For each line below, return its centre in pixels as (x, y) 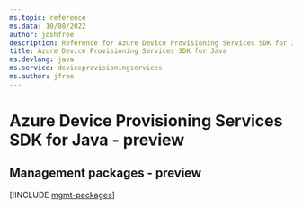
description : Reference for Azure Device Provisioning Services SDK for (148, 43)
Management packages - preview (106, 173)
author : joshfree (42, 34)
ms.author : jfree (42, 77)
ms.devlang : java (42, 59)
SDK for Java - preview (97, 140)
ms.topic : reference (48, 18)
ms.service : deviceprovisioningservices (86, 68)
